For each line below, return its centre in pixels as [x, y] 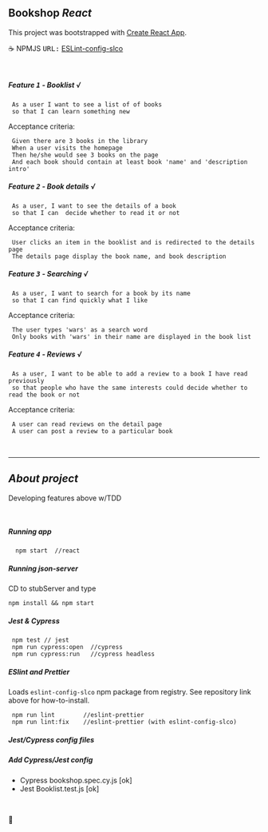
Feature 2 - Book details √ [52, 186]
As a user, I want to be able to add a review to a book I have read [130, 374]
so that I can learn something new [71, 111]
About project [43, 479]
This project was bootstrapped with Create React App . [98, 32]
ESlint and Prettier [39, 672]
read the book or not [44, 395]
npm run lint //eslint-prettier [78, 715]
